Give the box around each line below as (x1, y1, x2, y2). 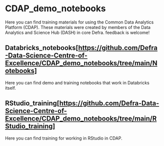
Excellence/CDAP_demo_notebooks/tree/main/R (5, 115, 157, 123)
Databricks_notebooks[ (5, 44, 79, 52)
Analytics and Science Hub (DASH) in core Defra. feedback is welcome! (5, 29, 150, 35)
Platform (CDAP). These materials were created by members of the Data (5, 24, 151, 30)
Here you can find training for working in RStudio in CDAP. (5, 135, 122, 141)
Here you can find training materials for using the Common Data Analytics (5, 19, 154, 25)
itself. (5, 85, 16, 91)
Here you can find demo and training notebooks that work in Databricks (5, 79, 150, 86)
